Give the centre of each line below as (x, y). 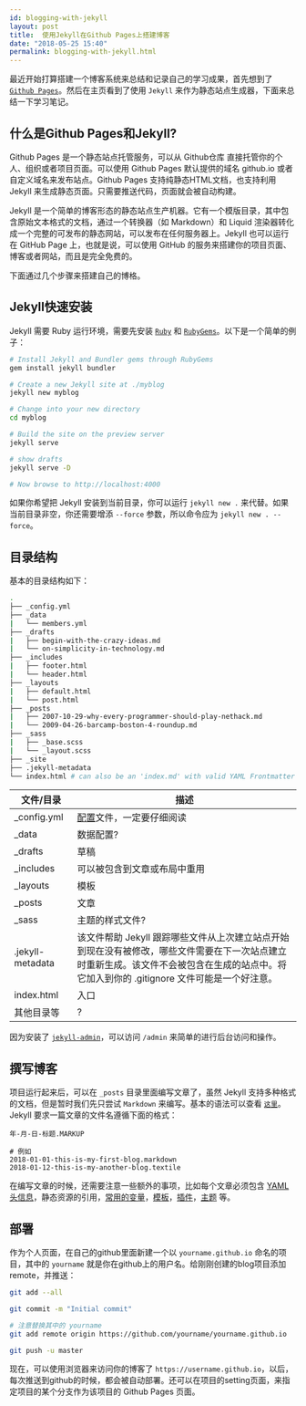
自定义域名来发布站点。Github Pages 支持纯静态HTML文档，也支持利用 (143, 180)
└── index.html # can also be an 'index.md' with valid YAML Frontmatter (153, 776)
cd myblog (28, 418)
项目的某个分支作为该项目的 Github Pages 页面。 (108, 1391)
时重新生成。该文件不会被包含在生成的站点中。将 (182, 965)
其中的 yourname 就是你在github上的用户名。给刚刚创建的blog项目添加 (156, 1264)
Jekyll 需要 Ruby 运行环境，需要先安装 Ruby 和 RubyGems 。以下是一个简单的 (149, 330)
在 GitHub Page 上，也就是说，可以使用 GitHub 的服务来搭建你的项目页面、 (150, 245)
